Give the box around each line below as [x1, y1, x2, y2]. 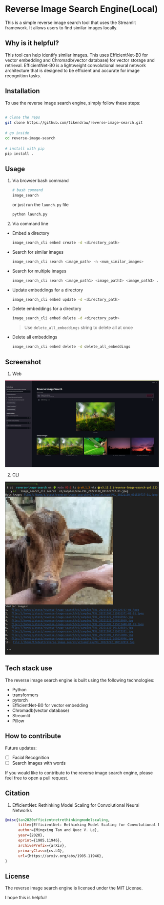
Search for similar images [12, 249, 64, 255]
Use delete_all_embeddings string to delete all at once [24, 325, 133, 331]
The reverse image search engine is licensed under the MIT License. [5, 885, 143, 891]
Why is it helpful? [5, 39, 60, 47]
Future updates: [5, 745, 37, 751]
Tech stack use [5, 664, 52, 673]
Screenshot [5, 358, 41, 366]
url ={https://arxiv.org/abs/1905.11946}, [18, 853, 104, 859]
